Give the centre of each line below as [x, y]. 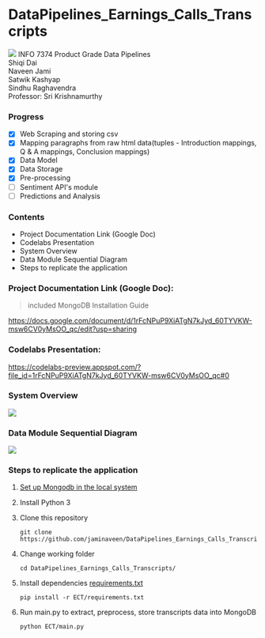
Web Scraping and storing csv [69, 134]
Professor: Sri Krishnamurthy [55, 96]
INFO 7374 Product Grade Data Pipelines [84, 54]
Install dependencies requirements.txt [81, 583]
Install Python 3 [45, 503]
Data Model [38, 160]
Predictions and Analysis [60, 196]
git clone [36, 532]
